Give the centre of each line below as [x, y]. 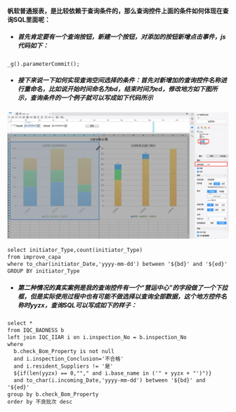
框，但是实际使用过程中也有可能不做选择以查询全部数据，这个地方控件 [119, 296]
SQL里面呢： [32, 19]
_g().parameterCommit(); [44, 64]
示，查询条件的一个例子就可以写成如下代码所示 [85, 98]
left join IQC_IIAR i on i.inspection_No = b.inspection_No [97, 337]
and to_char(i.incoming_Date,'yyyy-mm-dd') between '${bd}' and [110, 380]
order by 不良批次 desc [40, 401]
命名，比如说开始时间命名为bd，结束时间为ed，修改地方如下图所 [124, 89]
